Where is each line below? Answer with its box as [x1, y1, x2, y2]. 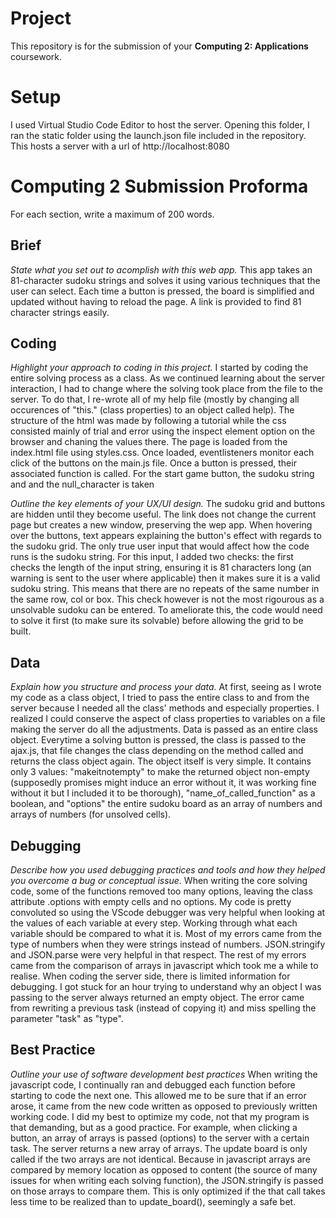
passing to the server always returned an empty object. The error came [10, 992, 305, 1004]
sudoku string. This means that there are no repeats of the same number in [10, 583, 320, 595]
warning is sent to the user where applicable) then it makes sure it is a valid [10, 572, 321, 584]
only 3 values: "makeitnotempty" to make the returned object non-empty [10, 766, 310, 778]
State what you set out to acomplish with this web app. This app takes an [10, 263, 313, 276]
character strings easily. [10, 306, 110, 318]
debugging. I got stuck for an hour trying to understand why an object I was [10, 981, 322, 993]
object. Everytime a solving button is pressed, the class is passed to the [10, 734, 307, 746]
